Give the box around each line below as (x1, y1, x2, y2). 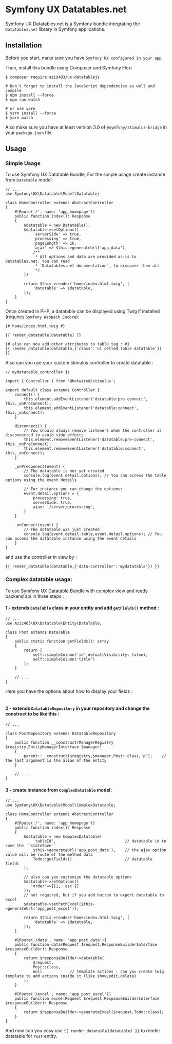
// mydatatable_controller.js (5, 370, 70, 375)
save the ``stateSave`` (5, 843, 56, 849)
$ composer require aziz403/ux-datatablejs (5, 75, 100, 80)
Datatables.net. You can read (5, 259, 70, 264)
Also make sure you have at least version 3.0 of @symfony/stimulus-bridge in (5, 124, 167, 130)
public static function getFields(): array (14, 638, 109, 644)
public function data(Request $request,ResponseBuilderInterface (14, 942, 158, 947)
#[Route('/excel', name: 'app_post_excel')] (14, 992, 111, 997)
